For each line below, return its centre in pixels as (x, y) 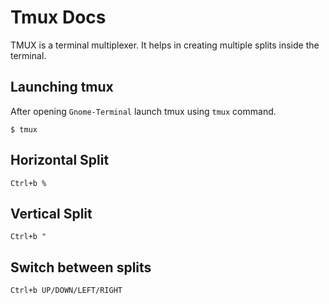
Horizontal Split (60, 160)
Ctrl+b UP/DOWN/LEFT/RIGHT (66, 291)
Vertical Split (51, 213)
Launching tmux (62, 87)
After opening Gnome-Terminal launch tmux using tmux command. (143, 111)
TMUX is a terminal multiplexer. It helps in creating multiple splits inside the (165, 45)
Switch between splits (81, 267)
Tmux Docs (58, 17)
